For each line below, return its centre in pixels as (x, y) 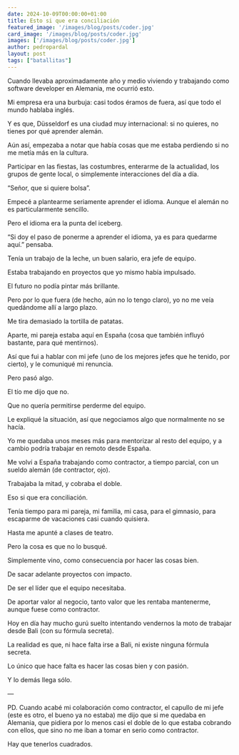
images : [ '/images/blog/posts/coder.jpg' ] (71, 41)
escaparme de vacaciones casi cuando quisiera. (78, 519)
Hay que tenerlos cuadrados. (50, 744)
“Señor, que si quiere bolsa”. (49, 188)
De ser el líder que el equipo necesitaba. (67, 588)
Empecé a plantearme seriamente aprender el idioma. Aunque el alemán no (118, 201)
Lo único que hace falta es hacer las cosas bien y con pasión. (98, 666)
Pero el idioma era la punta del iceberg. (65, 223)
